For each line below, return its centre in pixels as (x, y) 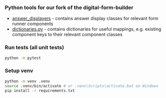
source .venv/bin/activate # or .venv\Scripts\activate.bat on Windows (81, 86)
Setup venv (19, 71)
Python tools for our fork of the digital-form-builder (69, 8)
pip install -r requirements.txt (40, 90)
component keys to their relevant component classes (67, 35)
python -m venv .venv (27, 81)
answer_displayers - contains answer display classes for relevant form (85, 19)
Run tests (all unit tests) (34, 48)
